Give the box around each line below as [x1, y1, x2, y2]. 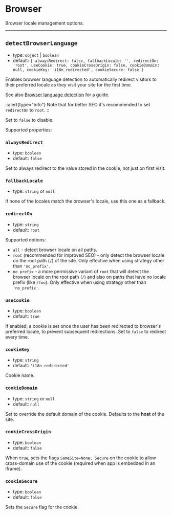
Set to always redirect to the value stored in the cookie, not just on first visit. [5, 165, 166, 171]
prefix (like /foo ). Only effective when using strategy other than [12, 279, 147, 285]
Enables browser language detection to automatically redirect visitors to [5, 76, 157, 82]
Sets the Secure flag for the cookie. [5, 504, 79, 510]
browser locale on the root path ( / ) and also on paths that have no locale [12, 274, 166, 280]
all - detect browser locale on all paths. [12, 247, 97, 253]
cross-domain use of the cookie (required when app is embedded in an [5, 460, 156, 466]
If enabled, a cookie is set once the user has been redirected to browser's [5, 323, 161, 329]
